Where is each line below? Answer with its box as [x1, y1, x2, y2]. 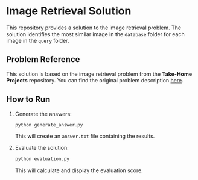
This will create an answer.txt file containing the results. [14, 132, 155, 140]
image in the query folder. [6, 37, 69, 44]
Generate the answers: [14, 110, 72, 117]
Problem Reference [6, 54, 80, 64]
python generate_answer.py [14, 122, 83, 128]
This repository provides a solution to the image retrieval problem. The [6, 24, 182, 31]
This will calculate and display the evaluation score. [14, 167, 143, 174]
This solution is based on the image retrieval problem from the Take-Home [6, 70, 193, 78]
